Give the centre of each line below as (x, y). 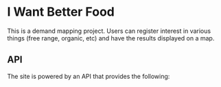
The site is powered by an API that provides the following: (89, 76)
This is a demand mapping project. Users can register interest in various (109, 31)
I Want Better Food (61, 12)
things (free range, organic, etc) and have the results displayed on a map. (111, 38)
